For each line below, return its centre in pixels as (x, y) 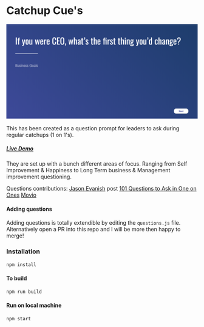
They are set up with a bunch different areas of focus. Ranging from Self (97, 164)
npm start (19, 319)
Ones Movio (21, 195)
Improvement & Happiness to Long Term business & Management (88, 171)
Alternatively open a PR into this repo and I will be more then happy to (93, 229)
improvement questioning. (39, 177)
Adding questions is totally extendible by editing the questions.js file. (93, 222)
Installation (23, 251)
